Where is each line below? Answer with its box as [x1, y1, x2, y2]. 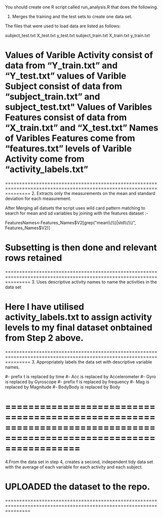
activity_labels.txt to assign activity [5, 312, 152, 323]
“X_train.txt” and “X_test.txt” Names [5, 122, 159, 133]
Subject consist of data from [5, 81, 123, 92]
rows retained [5, 253, 62, 263]
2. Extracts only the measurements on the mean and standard [31, 190, 156, 196]
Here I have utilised [5, 302, 84, 312]
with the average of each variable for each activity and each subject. [5, 464, 143, 470]
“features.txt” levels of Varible [5, 143, 132, 154]
